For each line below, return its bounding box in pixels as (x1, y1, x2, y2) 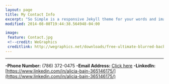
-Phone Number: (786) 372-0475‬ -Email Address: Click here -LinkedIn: (5, 62, 156, 68)
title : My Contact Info (5, 12, 55, 17)
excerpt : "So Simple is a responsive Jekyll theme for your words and (5, 16, 156, 21)
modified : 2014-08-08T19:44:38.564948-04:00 (5, 21, 100, 26)
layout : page (5, 7, 33, 12)
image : (5, 30, 19, 35)
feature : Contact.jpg (7, 35, 53, 40)
